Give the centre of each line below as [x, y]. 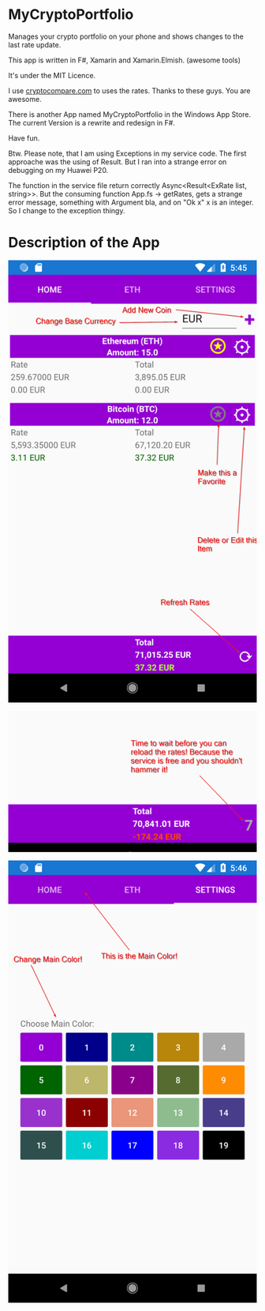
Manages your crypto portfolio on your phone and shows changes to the [126, 36]
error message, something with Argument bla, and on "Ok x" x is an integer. [131, 202]
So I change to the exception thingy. [67, 210]
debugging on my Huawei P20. [58, 170]
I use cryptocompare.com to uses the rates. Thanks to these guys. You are [129, 90]
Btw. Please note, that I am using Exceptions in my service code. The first [127, 153]
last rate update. [35, 44]
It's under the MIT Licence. [52, 75]
